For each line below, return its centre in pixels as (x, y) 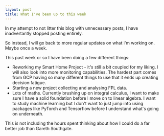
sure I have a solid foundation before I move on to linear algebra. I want (84, 98)
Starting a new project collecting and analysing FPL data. (70, 88)
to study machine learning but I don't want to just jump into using (78, 103)
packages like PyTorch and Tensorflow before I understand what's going (85, 109)
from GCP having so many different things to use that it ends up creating (85, 77)
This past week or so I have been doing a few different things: (67, 57)
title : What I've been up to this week (46, 14)
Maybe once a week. (26, 48)
